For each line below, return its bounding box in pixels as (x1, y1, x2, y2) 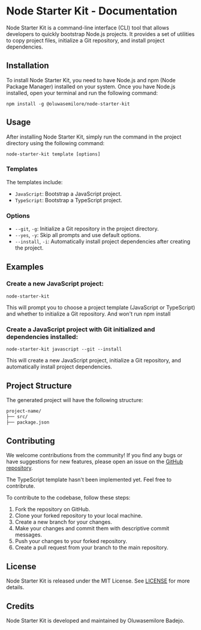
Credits (6, 601, 35, 611)
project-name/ (6, 408, 42, 414)
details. (6, 584, 25, 591)
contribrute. (6, 482, 35, 490)
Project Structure (6, 380, 72, 391)
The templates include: (6, 178, 63, 185)
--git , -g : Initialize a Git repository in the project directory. (14, 225, 159, 232)
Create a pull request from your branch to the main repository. (14, 544, 169, 551)
